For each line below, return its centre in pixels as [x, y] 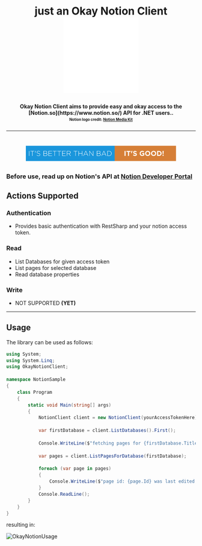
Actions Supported [42, 196]
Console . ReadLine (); [64, 494]
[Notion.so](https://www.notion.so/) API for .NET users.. [101, 112]
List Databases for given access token [62, 262]
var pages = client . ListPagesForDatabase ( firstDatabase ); [112, 456]
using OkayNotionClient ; [37, 367]
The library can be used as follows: [50, 342]
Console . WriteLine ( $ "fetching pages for [90, 443]
